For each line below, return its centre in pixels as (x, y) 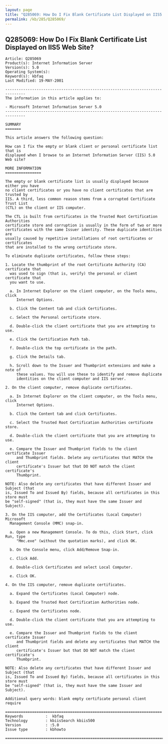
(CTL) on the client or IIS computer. (45, 208)
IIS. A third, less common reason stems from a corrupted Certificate (80, 199)
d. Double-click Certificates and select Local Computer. (71, 567)
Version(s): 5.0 (22, 68)
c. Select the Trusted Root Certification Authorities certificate (81, 423)
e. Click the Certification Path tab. (50, 339)
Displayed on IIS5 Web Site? (49, 47)
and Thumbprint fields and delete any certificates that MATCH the (88, 642)
